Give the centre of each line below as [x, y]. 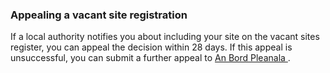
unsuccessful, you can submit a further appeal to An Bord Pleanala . [150, 58]
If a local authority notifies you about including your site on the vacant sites [165, 37]
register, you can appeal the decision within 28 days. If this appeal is [151, 47]
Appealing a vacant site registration [99, 15]
